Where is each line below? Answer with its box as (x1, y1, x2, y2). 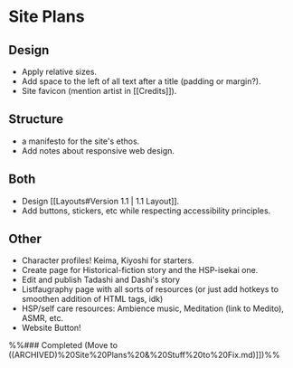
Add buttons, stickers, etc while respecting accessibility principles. (21, 205, 271, 216)
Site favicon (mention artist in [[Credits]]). (21, 86, 177, 96)
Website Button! (21, 323, 82, 334)
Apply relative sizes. (21, 66, 97, 77)
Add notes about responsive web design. (21, 145, 175, 156)
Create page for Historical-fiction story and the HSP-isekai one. (21, 265, 259, 276)
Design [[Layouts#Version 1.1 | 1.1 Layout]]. (21, 195, 180, 206)
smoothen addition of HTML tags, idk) (21, 294, 164, 305)
